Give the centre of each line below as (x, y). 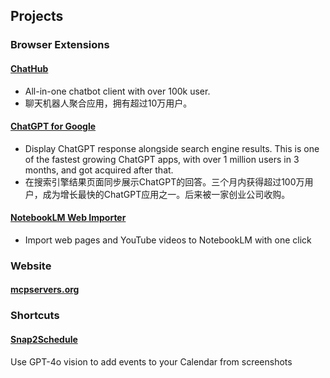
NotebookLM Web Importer (68, 218)
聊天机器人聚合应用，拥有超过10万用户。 (108, 103)
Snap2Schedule (44, 339)
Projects (37, 16)
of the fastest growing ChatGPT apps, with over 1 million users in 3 (162, 159)
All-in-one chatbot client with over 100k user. (117, 91)
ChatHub (29, 68)
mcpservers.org (45, 290)
